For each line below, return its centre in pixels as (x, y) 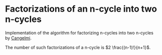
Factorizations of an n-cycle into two (81, 9)
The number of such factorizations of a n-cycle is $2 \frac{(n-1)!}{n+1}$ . (78, 47)
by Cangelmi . (18, 38)
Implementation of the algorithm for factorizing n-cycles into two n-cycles (79, 33)
